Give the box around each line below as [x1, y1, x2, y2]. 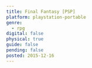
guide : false [6, 42, 39, 48]
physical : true [6, 36, 44, 42]
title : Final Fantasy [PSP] [6, 8, 76, 15]
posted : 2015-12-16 [6, 53, 55, 59]
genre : [6, 20, 23, 25]
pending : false [6, 47, 44, 53]
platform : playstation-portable [6, 14, 86, 20]
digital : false [6, 31, 44, 37]
